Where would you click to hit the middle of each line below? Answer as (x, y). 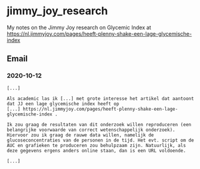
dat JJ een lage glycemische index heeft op (63, 104)
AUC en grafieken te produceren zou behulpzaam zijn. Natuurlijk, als (96, 145)
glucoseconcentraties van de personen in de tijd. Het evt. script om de (101, 140)
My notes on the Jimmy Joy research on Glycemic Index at (79, 27)
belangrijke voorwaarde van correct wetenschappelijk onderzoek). (91, 130)
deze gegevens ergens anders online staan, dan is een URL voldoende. (96, 151)
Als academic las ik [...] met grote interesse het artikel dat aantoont (101, 98)
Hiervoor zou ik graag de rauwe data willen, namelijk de (80, 135)
